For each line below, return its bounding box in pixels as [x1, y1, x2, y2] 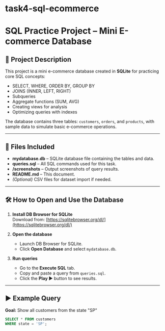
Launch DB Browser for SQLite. [19, 241, 82, 247]
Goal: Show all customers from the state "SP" [5, 307, 97, 313]
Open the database [12, 231, 53, 237]
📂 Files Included [5, 143, 55, 151]
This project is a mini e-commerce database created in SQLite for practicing [5, 68, 159, 74]
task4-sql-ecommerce [5, 3, 99, 14]
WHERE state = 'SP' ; [5, 321, 48, 326]
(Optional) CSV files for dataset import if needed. [12, 177, 112, 182]
